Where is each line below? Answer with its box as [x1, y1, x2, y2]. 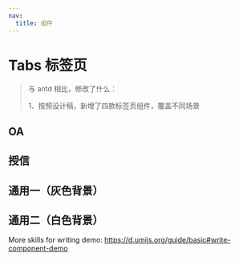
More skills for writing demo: [8, 235, 103, 245]
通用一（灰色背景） [8, 183, 103, 197]
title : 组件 [15, 19, 54, 27]
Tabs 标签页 [8, 56, 87, 74]
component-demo [8, 243, 68, 253]
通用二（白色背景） [8, 214, 103, 227]
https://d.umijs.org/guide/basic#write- [103, 235, 231, 245]
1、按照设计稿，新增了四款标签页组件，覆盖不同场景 [27, 101, 201, 110]
